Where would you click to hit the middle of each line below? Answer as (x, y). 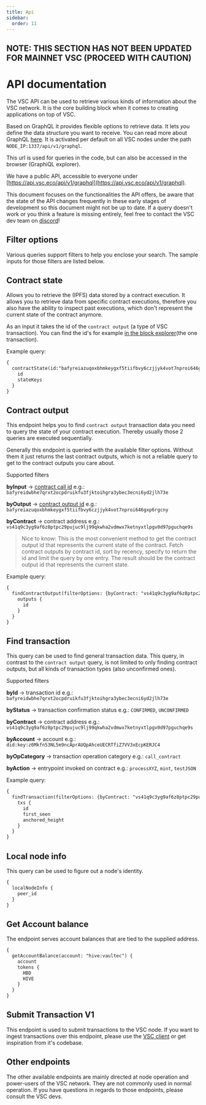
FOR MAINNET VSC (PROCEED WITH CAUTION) (99, 58)
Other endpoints (38, 1062)
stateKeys (30, 380)
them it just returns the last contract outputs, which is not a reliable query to (102, 456)
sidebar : (17, 18)
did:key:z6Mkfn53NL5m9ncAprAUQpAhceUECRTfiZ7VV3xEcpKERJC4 (83, 745)
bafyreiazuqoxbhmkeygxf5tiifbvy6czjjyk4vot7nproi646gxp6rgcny (87, 510)
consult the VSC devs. (34, 1096)
